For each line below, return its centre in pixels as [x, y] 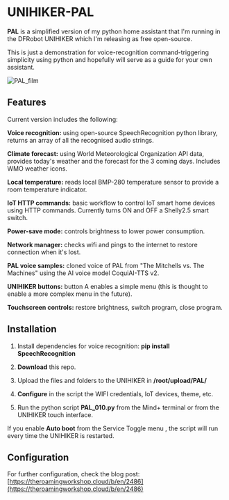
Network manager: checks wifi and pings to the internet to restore [102, 244]
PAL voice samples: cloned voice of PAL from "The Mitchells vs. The [106, 265]
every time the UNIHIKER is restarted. [61, 435]
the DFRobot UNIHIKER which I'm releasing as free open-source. [100, 38]
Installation [32, 329]
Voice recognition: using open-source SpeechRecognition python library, [112, 132]
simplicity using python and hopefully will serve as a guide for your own [110, 59]
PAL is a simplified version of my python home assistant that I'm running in [114, 31]
